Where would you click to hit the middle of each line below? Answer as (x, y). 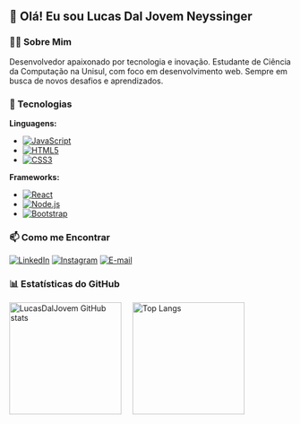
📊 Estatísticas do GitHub (64, 284)
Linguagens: (33, 123)
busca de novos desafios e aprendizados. (86, 81)
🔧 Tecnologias (41, 104)
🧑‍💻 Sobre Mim (40, 42)
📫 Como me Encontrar (60, 237)
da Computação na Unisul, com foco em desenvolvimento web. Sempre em (149, 71)
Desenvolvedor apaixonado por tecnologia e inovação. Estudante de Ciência (150, 61)
